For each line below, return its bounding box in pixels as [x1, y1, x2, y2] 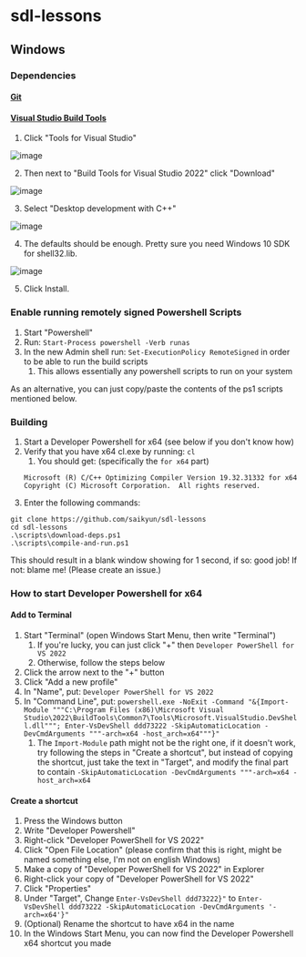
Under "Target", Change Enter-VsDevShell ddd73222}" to [23, 893, 236, 904]
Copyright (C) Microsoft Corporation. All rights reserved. [23, 481, 261, 490]
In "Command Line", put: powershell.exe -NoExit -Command [23, 696, 245, 707]
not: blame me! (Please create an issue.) [10, 564, 162, 575]
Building [10, 415, 48, 428]
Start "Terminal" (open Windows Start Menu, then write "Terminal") [23, 630, 277, 641]
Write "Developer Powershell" [23, 825, 136, 836]
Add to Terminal [10, 609, 72, 620]
